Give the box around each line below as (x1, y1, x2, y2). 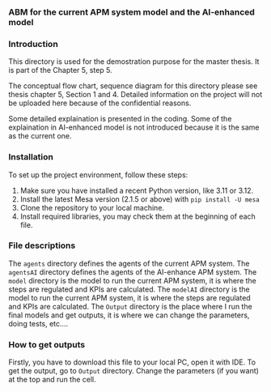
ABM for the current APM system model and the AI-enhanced (8, 6, 255, 18)
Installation (8, 151, 54, 163)
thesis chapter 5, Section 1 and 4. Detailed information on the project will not (8, 90, 263, 100)
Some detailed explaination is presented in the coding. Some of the (8, 114, 232, 124)
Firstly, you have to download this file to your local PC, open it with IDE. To (8, 357, 256, 367)
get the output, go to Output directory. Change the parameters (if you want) (8, 366, 259, 376)
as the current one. (8, 131, 72, 141)
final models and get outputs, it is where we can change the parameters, (8, 310, 250, 320)
